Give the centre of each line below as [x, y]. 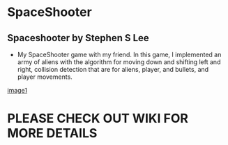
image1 [17, 90]
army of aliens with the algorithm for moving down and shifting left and [119, 62]
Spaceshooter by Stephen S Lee [78, 38]
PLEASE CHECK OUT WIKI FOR [98, 119]
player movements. [45, 77]
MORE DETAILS [52, 133]
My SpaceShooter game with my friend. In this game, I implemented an [119, 54]
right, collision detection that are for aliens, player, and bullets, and [113, 69]
